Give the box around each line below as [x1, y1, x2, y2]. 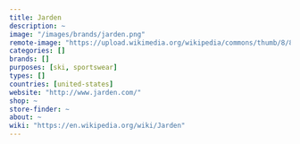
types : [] [9, 72, 46, 80]
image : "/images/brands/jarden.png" [9, 30, 146, 38]
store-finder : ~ [9, 105, 70, 114]
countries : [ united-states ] [9, 80, 114, 89]
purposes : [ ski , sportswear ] [9, 64, 118, 72]
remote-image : [9, 38, 62, 47]
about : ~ [9, 113, 42, 122]
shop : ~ [9, 96, 38, 106]
